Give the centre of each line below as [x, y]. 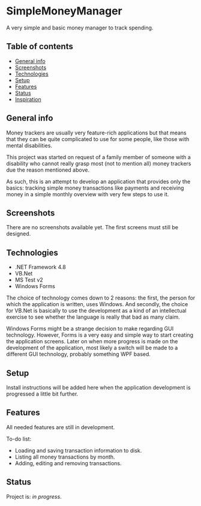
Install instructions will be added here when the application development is [98, 387]
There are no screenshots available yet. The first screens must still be [92, 227]
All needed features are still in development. [61, 427]
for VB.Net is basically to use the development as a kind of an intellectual [97, 311]
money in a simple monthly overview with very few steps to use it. [88, 194]
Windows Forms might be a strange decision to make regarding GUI [90, 329]
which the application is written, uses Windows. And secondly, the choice [97, 304]
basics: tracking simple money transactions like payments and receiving [95, 188]
